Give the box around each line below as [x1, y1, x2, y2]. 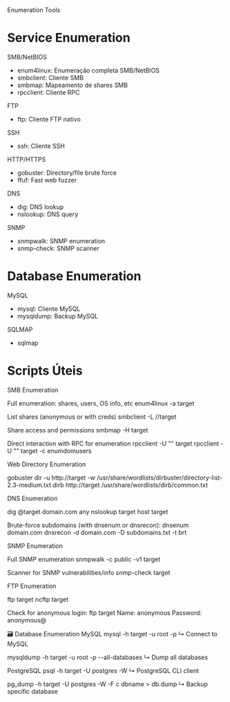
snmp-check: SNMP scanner [17, 244, 100, 252]
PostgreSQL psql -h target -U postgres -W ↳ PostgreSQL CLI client [7, 666, 199, 674]
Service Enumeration [7, 30, 131, 46]
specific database [7, 687, 59, 695]
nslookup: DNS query [17, 210, 79, 218]
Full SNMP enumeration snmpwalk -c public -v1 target [7, 555, 161, 563]
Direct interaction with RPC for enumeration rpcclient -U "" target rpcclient [7, 439, 220, 448]
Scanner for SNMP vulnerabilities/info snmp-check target [7, 568, 171, 576]
